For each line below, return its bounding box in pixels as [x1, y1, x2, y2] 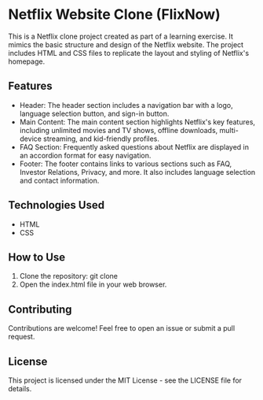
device [19, 134, 42, 143]
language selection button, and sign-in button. [19, 109, 170, 118]
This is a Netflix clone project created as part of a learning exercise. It [8, 31, 233, 41]
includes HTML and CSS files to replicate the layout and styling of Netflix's [8, 48, 250, 57]
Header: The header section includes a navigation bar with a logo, [19, 100, 233, 109]
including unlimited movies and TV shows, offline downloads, [19, 125, 218, 135]
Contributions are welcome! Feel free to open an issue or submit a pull [8, 324, 236, 333]
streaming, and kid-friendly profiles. [42, 134, 159, 143]
